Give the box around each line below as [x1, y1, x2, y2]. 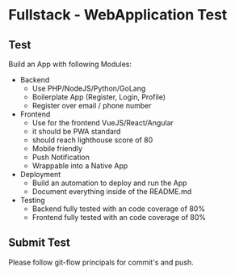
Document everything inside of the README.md [31, 187, 192, 196]
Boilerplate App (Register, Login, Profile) [31, 92, 166, 102]
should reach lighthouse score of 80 [31, 135, 153, 145]
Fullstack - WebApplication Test [8, 6, 228, 24]
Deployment [19, 170, 61, 179]
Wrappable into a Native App [31, 161, 128, 171]
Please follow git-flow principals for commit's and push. [8, 257, 194, 267]
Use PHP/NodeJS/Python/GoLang [31, 83, 146, 93]
